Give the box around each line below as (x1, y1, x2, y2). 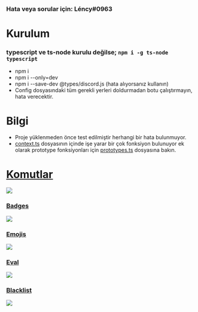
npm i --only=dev (14, 74, 59, 81)
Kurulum (6, 27, 50, 41)
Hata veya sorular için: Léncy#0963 (6, 5, 112, 13)
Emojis (6, 230, 26, 238)
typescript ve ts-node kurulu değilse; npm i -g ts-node (6, 48, 169, 57)
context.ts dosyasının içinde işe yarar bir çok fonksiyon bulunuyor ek (14, 140, 184, 148)
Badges (6, 202, 29, 210)
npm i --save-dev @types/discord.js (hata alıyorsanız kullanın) (14, 80, 169, 88)
